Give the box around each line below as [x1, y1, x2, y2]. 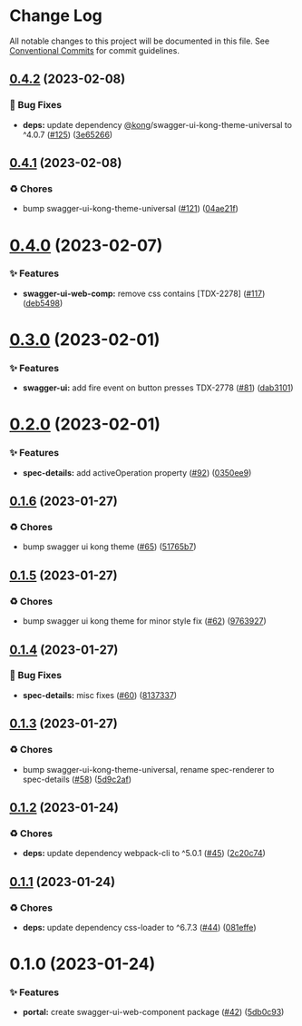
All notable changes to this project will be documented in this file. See [9, 35, 270, 46]
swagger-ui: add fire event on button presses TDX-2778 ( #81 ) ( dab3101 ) [22, 382, 294, 393]
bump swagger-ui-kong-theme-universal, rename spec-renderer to [22, 764, 275, 774]
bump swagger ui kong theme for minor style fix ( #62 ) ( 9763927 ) [22, 616, 268, 626]
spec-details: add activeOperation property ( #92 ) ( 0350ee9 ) [22, 467, 252, 478]
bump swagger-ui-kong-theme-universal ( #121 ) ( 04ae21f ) [22, 203, 239, 214]
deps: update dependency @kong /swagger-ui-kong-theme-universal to [22, 119, 293, 130]
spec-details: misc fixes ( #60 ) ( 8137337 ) [22, 689, 178, 700]
